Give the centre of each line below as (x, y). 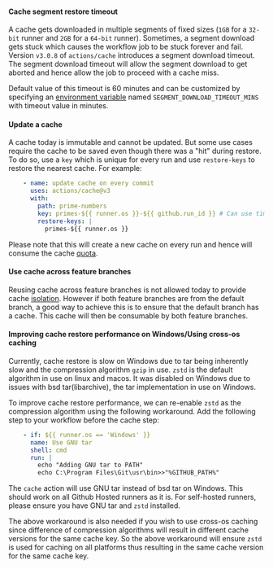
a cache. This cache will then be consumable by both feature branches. (128, 315)
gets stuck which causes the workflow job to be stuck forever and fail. (126, 47)
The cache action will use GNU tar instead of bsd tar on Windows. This (126, 488)
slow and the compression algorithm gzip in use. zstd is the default (121, 370)
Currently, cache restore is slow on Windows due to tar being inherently (129, 361)
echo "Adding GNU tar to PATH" (91, 465)
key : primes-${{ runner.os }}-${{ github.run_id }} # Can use (145, 213)
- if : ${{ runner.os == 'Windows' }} (87, 435)
